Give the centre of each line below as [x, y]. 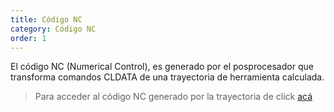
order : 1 [28, 38]
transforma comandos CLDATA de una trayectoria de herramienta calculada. [167, 77]
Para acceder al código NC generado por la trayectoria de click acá [173, 97]
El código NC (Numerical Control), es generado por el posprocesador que [162, 67]
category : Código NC [53, 29]
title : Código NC [46, 19]
